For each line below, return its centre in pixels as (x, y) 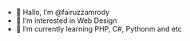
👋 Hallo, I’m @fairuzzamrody (63, 12)
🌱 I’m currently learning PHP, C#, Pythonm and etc (99, 29)
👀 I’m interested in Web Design (66, 20)
